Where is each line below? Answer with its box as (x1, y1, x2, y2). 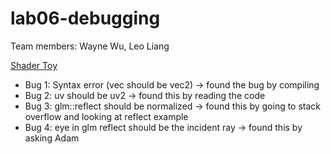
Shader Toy (10, 59, 58, 71)
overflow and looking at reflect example (24, 110, 189, 122)
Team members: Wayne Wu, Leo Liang (10, 40, 170, 52)
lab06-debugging (10, 7, 161, 30)
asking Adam (24, 132, 80, 144)
